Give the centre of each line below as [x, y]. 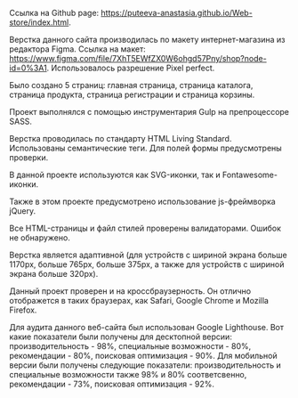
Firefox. [23, 310]
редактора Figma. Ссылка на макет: [77, 49]
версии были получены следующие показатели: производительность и [145, 365]
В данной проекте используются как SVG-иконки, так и [115, 175]
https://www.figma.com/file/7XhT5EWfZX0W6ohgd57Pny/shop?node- [138, 58]
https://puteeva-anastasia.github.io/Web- [177, 13]
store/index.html [39, 22]
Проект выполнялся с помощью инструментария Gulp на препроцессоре [149, 112]
